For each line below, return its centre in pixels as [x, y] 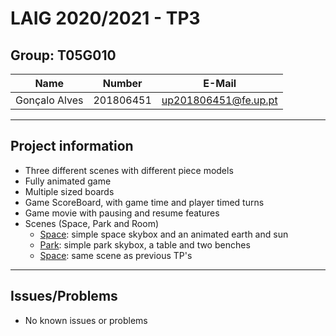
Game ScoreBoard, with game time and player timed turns [144, 202]
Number [122, 83]
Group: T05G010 [63, 55]
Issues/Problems [64, 296]
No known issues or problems [86, 320]
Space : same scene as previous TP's [116, 255]
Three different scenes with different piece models [129, 170]
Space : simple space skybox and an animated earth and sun [164, 234]
